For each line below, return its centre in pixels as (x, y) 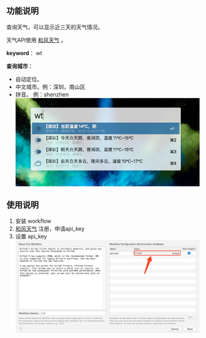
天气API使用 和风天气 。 (36, 40)
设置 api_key (31, 236)
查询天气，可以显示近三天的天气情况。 (55, 27)
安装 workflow (33, 221)
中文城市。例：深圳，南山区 (50, 86)
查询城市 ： (20, 66)
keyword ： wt (24, 53)
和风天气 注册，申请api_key (50, 228)
